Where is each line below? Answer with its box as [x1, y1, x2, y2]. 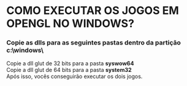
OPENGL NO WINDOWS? [6, 16, 135, 30]
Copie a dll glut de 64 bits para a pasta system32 [6, 66, 132, 74]
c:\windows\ [6, 46, 44, 55]
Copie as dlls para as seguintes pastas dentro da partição [6, 38, 181, 47]
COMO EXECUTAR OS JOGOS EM [6, 4, 179, 18]
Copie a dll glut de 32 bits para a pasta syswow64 [6, 60, 134, 67]
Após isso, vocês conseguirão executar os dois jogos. [6, 73, 143, 80]
